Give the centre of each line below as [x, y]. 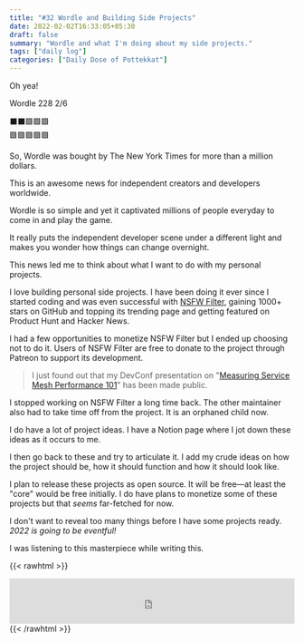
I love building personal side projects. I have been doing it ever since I [139, 292]
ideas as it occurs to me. [55, 439]
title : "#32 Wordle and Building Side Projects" [103, 18]
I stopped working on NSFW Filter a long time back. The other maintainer [146, 403]
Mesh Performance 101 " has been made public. [119, 385]
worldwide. [30, 193]
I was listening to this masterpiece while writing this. [107, 548]
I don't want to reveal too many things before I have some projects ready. [146, 521]
